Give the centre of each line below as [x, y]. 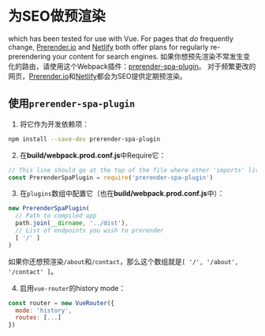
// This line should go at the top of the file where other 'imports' [127, 170]
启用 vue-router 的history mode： [73, 288]
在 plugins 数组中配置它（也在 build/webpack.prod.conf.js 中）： [122, 194]
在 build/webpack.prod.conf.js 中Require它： [93, 155]
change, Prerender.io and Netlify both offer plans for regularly [108, 47]
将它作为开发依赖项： [54, 124]
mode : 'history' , [44, 310]
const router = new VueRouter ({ [61, 303]
